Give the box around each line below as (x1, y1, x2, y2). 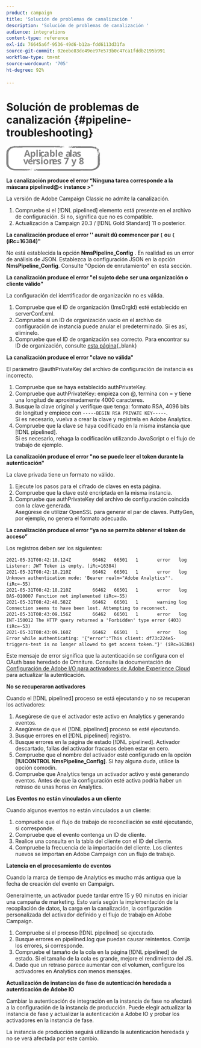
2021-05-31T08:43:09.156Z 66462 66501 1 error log (6, 611, 187, 618)
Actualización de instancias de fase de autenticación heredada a (6, 979, 172, 986)
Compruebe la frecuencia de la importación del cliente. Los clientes (14, 844, 183, 851)
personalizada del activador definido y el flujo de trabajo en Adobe (6, 911, 172, 918)
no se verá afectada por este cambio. (6, 1035, 99, 1042)
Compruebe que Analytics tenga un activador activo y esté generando (14, 770, 190, 778)
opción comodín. (14, 764, 57, 772)
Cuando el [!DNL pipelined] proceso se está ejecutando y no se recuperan (6, 694, 191, 702)
